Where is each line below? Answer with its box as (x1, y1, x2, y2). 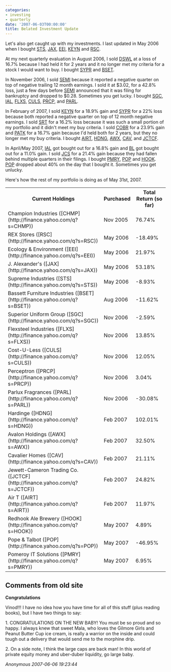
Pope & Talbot (8, 536, 42, 543)
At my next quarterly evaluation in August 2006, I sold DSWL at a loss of (5, 56, 157, 62)
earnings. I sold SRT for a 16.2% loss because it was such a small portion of (5, 119, 164, 125)
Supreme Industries (8, 275, 55, 282)
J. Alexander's (8, 260, 42, 268)
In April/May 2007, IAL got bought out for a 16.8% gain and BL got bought (5, 145, 159, 151)
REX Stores (8, 231, 35, 238)
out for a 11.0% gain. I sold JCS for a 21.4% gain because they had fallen (5, 151, 157, 157)
